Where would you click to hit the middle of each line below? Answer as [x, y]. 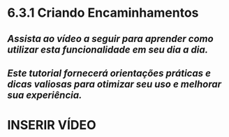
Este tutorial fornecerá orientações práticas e [109, 73]
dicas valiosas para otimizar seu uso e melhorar [114, 84]
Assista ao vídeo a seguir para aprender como [111, 39]
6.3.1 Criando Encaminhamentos [103, 13]
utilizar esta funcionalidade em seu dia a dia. [108, 49]
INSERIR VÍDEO [52, 125]
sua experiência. [45, 95]
